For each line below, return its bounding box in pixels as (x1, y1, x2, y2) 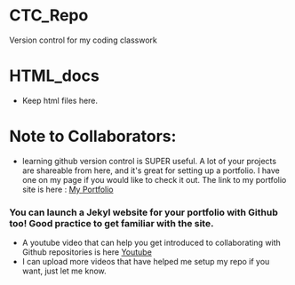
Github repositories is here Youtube (21, 247, 153, 257)
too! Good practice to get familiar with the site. (9, 217, 214, 229)
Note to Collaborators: (9, 126, 177, 146)
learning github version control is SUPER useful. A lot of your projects (21, 155, 277, 166)
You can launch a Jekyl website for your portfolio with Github (9, 206, 278, 218)
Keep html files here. (21, 95, 99, 106)
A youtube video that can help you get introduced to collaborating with (21, 237, 282, 249)
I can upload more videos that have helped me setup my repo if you (21, 257, 270, 267)
